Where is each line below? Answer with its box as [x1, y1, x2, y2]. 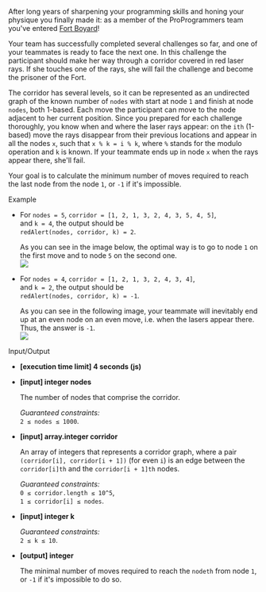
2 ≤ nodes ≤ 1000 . [19, 417, 79, 425]
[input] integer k [19, 512, 75, 521]
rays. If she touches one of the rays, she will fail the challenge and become [8, 64, 254, 74]
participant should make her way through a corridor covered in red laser [8, 56, 245, 65]
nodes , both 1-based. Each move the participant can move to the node [8, 105, 237, 114]
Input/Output [8, 347, 50, 356]
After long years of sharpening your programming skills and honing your [8, 7, 245, 16]
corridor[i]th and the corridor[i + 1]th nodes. [19, 464, 180, 473]
